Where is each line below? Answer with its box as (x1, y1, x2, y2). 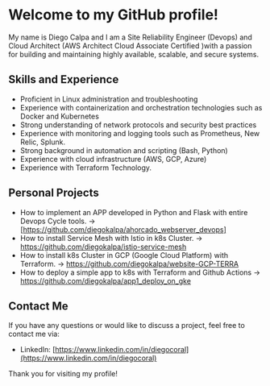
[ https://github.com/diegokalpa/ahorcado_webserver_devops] (19, 224, 227, 235)
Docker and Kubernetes (19, 111, 99, 121)
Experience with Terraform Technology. (19, 163, 152, 172)
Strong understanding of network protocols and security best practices (19, 119, 257, 130)
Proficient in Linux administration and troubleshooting (19, 94, 198, 104)
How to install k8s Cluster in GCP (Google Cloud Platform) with (19, 250, 229, 259)
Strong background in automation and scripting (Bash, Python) (19, 145, 228, 155)
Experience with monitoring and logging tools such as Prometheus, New (19, 128, 260, 138)
